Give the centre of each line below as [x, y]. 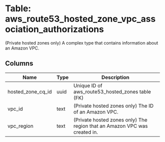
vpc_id [15, 109]
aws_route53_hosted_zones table [112, 92]
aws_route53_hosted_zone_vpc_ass [80, 19]
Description [115, 77]
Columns [19, 63]
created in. [86, 132]
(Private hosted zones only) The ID [113, 106]
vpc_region [20, 126]
